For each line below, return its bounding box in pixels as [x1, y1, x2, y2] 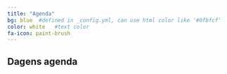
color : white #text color [7, 23, 90, 30]
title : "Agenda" [7, 10, 55, 17]
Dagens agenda [7, 55, 78, 67]
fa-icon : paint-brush [7, 29, 71, 37]
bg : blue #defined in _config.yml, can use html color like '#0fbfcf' [7, 17, 221, 24]
